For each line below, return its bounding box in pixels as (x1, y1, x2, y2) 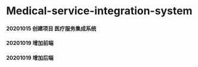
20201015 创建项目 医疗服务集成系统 (6, 25, 97, 32)
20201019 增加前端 (6, 40, 54, 47)
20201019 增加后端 (6, 54, 54, 61)
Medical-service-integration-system (6, 4, 193, 18)
